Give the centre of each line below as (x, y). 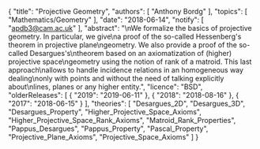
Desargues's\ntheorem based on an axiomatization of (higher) (131, 53)
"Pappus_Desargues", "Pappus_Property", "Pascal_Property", (108, 129)
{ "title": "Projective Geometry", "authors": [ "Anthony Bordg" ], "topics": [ (128, 11)
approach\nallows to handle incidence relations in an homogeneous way (126, 70)
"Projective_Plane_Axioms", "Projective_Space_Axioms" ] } (104, 137)
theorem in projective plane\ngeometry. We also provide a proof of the (123, 45)
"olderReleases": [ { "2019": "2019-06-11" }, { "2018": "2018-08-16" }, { (124, 95)
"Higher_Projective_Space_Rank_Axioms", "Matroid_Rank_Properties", (122, 120)
